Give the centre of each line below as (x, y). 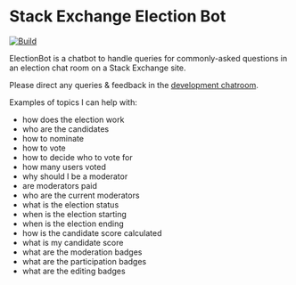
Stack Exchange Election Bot (118, 16)
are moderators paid (60, 185)
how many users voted (64, 167)
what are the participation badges (84, 261)
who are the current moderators (81, 195)
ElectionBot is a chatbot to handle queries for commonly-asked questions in (148, 58)
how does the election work (73, 119)
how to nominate (53, 138)
